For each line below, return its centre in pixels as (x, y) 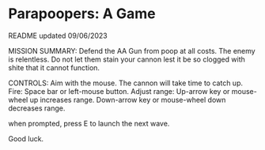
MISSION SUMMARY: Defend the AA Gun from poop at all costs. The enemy (132, 51)
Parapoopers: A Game (82, 14)
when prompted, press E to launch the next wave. (89, 123)
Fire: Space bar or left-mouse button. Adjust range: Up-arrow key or (119, 91)
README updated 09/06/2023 (58, 36)
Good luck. (26, 138)
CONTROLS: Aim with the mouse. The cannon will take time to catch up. (126, 83)
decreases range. (37, 108)
